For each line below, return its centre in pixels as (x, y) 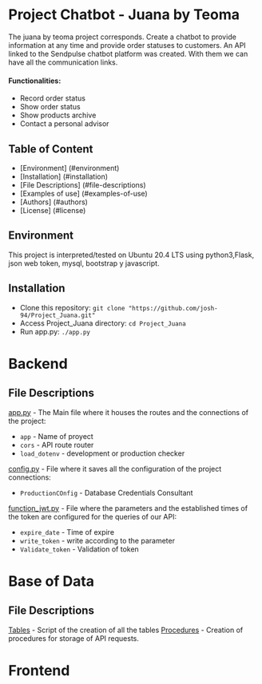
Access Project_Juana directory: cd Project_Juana (103, 323)
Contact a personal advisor (64, 124)
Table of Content (51, 149)
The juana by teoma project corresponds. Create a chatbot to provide (123, 37)
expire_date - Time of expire (67, 532)
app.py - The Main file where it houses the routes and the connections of (129, 412)
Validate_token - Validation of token (79, 549)
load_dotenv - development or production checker (102, 453)
